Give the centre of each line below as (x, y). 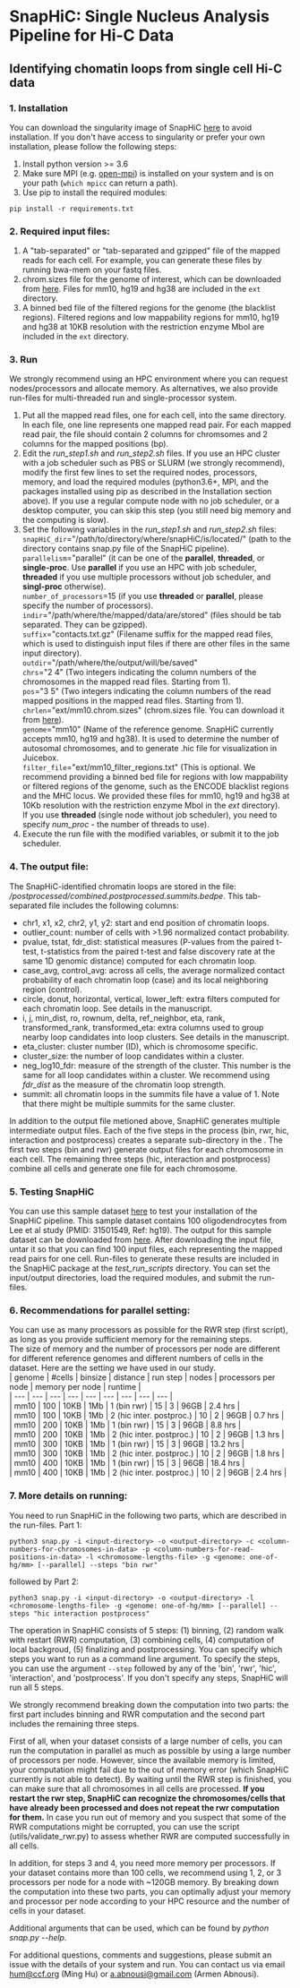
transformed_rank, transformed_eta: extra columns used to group (143, 1027)
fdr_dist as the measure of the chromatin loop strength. (124, 1084)
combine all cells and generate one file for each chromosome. (124, 1168)
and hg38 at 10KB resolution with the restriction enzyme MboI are (143, 327)
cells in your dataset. (48, 1910)
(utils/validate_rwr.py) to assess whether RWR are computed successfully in (150, 1836)
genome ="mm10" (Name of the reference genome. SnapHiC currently (148, 729)
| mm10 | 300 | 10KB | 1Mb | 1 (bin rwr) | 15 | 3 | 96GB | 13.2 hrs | (127, 1444)
